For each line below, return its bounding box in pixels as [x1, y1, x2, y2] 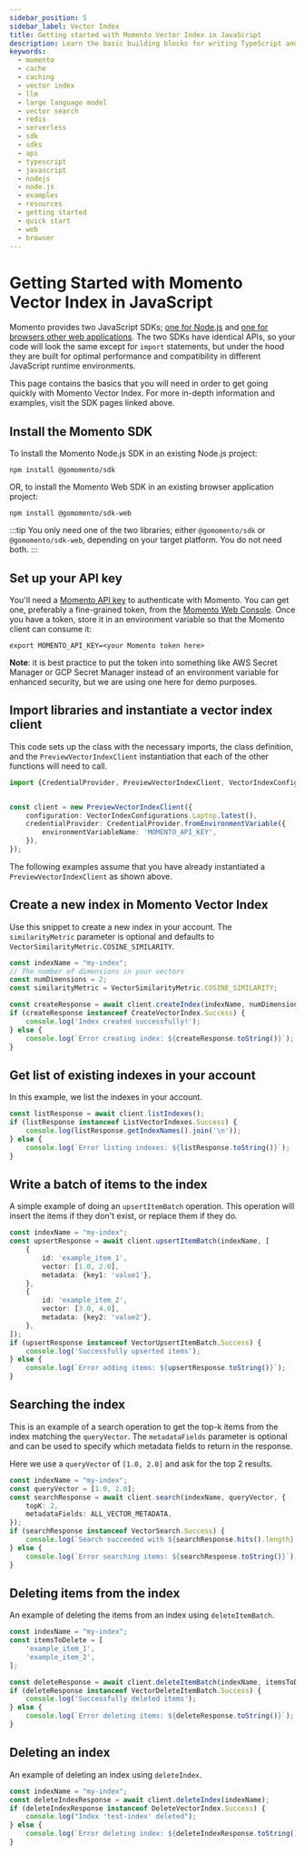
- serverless [17, 124, 67, 133]
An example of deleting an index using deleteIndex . [9, 1769, 202, 1779]
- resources [17, 199, 64, 209]
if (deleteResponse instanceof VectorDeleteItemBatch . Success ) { [9, 1686, 261, 1695]
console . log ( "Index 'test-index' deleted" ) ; [25, 1812, 197, 1821]
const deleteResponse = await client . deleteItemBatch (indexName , [9, 1678, 261, 1687]
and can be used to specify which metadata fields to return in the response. [9, 1440, 293, 1451]
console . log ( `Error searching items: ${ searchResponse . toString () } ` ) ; [25, 1552, 299, 1561]
